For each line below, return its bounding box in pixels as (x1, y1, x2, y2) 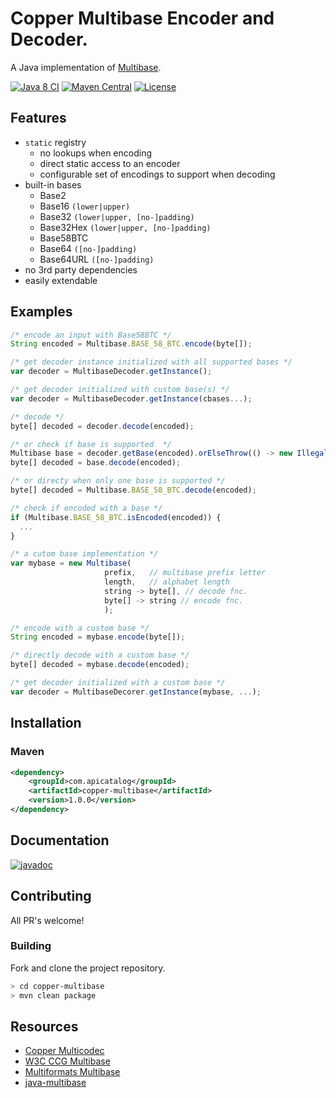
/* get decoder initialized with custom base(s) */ (10, 385, 230, 395)
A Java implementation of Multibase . (10, 61, 162, 73)
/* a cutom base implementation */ (10, 549, 159, 559)
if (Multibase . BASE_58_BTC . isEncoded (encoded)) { (10, 512, 222, 522)
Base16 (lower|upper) (39, 200, 131, 212)
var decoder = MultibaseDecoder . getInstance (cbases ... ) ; (10, 393, 253, 404)
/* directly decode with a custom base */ (10, 650, 190, 661)
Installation (10, 715, 82, 732)
